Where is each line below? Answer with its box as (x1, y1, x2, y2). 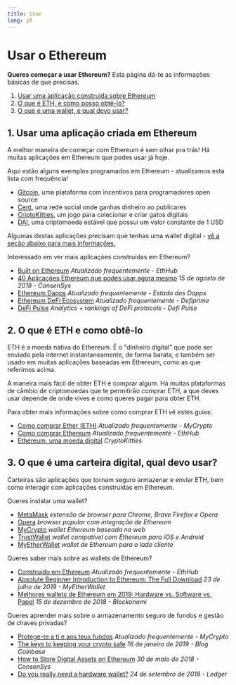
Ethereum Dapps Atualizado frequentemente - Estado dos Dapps (17, 289, 206, 297)
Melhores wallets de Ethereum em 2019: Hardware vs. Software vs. (17, 590, 212, 598)
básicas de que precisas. (7, 78, 80, 87)
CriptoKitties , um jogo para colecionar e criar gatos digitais (17, 211, 188, 219)
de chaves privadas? (7, 618, 67, 627)
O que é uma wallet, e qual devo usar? (17, 106, 129, 115)
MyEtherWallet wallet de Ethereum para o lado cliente (17, 540, 173, 548)
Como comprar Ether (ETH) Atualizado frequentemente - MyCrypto (17, 421, 213, 430)
